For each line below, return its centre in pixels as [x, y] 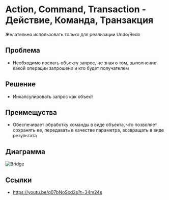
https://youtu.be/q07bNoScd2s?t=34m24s [58, 192]
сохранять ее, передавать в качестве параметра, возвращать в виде [88, 130]
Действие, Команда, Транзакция [79, 20]
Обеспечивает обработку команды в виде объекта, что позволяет [85, 125]
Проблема [23, 50]
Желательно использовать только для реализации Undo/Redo [73, 34]
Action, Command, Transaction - [76, 9]
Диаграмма [25, 152]
